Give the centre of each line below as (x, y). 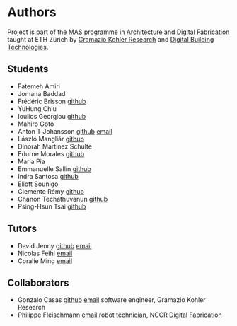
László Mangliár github (51, 139)
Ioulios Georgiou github (52, 116)
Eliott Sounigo (38, 184)
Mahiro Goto (36, 124)
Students (28, 69)
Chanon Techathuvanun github (63, 199)
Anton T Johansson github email (65, 131)
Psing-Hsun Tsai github (52, 206)
